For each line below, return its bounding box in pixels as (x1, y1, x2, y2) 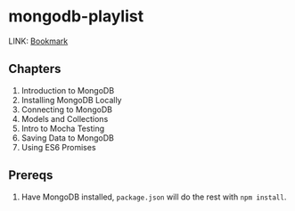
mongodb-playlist (8, 6, 144, 27)
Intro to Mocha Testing (20, 123, 104, 134)
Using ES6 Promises (20, 142, 96, 152)
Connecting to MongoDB (20, 104, 113, 115)
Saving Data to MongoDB (20, 132, 115, 143)
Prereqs (8, 167, 53, 183)
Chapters (8, 61, 61, 77)
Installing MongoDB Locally (20, 94, 122, 105)
